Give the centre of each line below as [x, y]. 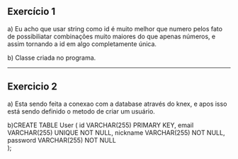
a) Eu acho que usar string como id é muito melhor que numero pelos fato [115, 28]
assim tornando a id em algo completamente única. [82, 44]
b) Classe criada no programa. [52, 57]
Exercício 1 [32, 12]
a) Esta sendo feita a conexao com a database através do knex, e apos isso [117, 104]
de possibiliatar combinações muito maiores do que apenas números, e [112, 36]
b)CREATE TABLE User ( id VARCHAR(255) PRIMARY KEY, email [101, 125]
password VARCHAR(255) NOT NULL [62, 140]
